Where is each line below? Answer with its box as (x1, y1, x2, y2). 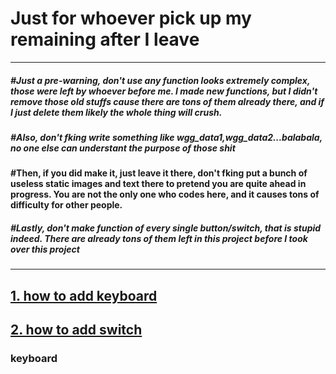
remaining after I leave (10, 28, 200, 51)
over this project (10, 243, 80, 255)
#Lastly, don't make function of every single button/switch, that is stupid (10, 222, 322, 234)
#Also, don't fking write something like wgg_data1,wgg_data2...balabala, (10, 131, 323, 143)
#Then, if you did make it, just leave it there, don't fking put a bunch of (10, 167, 308, 179)
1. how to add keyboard (10, 287, 158, 304)
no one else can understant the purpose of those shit (10, 142, 236, 154)
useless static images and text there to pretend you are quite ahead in (10, 178, 307, 190)
